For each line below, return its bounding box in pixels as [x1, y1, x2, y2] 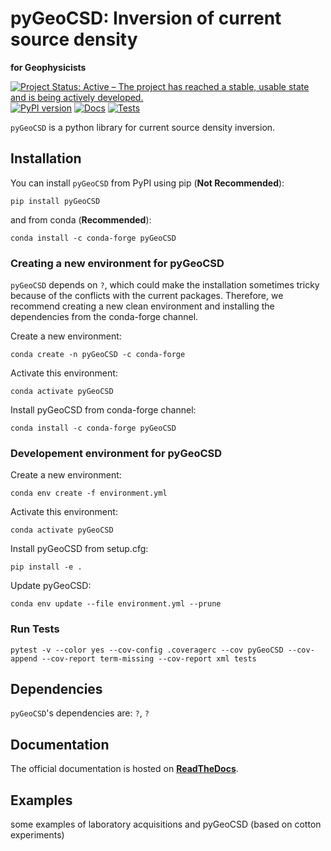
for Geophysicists [10, 61, 87, 73]
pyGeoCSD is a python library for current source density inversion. [10, 121, 276, 133]
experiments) [10, 829, 65, 841]
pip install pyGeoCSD [10, 196, 101, 206]
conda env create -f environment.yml [10, 488, 168, 499]
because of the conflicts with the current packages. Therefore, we [10, 290, 284, 302]
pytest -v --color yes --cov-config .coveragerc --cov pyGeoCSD [10, 645, 284, 655]
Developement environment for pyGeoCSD [10, 446, 223, 460]
